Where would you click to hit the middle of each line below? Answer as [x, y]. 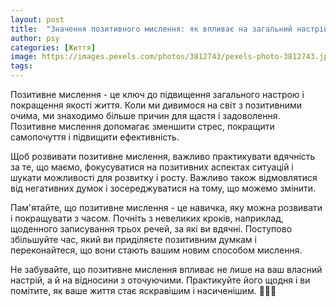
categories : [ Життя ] [53, 47]
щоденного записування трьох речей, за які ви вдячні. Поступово [151, 229]
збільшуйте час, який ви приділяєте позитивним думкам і [133, 239]
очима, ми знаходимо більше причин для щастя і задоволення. [145, 115]
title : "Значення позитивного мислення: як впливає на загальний [151, 29]
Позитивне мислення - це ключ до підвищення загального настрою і [157, 94]
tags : [21, 66]
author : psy [35, 38]
